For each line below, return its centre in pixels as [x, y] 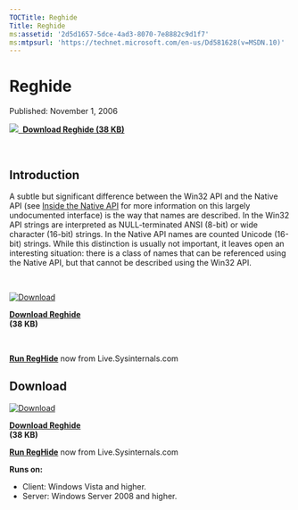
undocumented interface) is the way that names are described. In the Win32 [149, 215]
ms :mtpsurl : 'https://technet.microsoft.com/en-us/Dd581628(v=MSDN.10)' [147, 42]
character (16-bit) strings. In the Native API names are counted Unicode [141, 234]
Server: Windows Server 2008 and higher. [99, 496]
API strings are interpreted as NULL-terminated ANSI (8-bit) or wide [134, 225]
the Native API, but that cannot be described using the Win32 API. [131, 263]
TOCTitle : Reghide [43, 17]
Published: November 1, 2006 [64, 111]
